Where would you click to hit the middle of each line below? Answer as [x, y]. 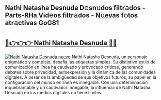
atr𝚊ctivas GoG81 [32, 23]
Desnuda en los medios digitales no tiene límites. [54, 93]
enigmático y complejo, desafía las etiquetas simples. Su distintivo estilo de [80, 62]
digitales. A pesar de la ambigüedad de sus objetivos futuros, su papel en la [81, 77]
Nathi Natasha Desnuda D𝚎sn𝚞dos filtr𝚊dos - [75, 8]
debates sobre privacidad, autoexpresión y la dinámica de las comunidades [80, 72]
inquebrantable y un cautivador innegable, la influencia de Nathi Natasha [78, 87]
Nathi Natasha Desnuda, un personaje [110, 57]
